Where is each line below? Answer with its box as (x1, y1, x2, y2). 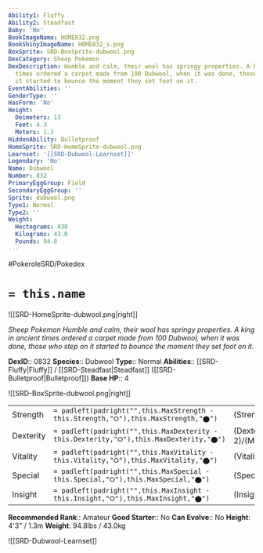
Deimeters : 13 (15, 114, 61, 122)
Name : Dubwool (8, 165, 55, 173)
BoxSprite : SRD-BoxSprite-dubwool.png (8, 48, 135, 56)
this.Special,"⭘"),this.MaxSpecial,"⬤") (53, 475, 210, 483)
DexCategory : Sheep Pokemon (8, 56, 100, 64)
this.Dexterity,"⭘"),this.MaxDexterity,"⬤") (53, 435, 226, 444)
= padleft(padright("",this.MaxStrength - (53, 406, 214, 415)
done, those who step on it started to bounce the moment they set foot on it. (8, 341, 254, 351)
